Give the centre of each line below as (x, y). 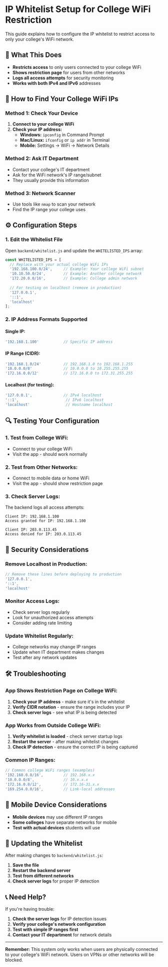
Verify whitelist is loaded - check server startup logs (67, 736)
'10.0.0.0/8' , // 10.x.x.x (47, 780)
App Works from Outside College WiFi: (53, 725)
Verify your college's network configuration (59, 924)
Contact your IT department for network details (62, 935)
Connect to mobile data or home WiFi (51, 478)
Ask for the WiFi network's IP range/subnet (57, 175)
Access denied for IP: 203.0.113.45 (43, 534)
